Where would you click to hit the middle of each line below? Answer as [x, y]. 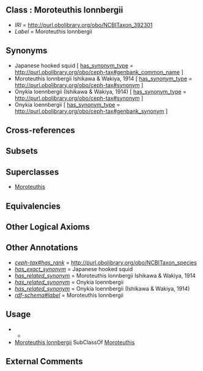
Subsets [22, 151]
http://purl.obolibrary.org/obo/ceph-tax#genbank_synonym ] [91, 111]
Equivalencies [33, 206]
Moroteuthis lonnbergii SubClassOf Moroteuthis [75, 342]
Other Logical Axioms [48, 227]
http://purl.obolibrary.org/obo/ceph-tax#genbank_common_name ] [99, 72]
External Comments [44, 361]
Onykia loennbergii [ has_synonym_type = [67, 104]
